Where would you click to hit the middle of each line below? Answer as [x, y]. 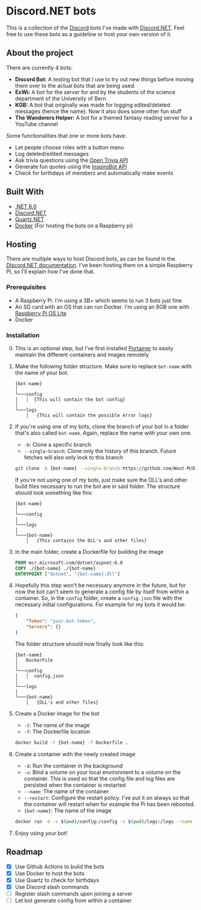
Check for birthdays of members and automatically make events [94, 173]
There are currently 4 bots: [40, 67]
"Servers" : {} [43, 627]
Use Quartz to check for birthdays [57, 880]
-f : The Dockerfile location [57, 731]
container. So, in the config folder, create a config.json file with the [98, 598]
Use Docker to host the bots [50, 873]
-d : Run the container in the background [73, 766]
